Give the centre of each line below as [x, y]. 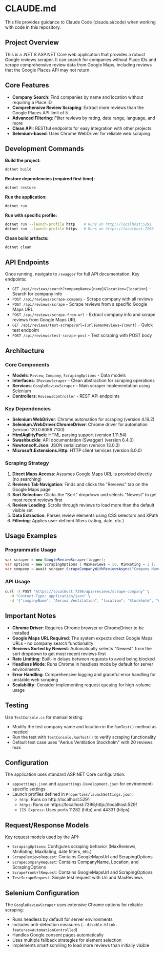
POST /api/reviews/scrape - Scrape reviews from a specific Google [80, 304]
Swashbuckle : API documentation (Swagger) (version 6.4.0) [73, 440]
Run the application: [26, 197]
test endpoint [25, 330]
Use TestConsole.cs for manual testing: [44, 717]
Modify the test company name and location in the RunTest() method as [84, 726]
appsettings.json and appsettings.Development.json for [69, 784]
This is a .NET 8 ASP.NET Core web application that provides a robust [75, 54]
